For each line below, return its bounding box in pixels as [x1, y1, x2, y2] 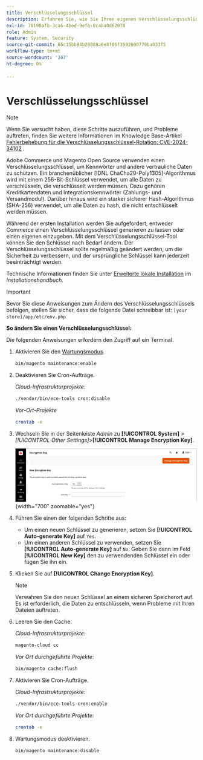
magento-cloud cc [14, 642, 59, 649]
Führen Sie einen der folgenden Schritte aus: [14, 514, 127, 522]
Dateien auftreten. [14, 606, 60, 614]
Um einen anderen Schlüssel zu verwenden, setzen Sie [24, 539, 162, 546]
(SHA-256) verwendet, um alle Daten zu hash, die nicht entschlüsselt [6, 201, 178, 209]
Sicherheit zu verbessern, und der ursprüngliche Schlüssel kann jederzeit [6, 252, 189, 260]
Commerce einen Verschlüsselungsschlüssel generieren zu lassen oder [6, 226, 185, 234]
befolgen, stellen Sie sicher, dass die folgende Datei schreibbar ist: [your [6, 306, 187, 314]
